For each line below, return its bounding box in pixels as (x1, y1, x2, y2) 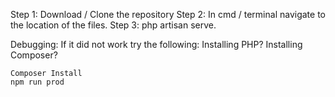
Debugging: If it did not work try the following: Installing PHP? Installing (10, 39, 303, 50)
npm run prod (10, 77, 65, 87)
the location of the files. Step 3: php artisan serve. (10, 19, 217, 31)
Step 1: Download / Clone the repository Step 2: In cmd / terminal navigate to (10, 9, 326, 20)
